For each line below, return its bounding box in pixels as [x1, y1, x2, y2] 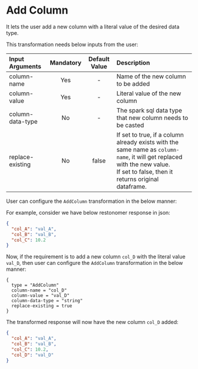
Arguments [9, 62, 41, 70]
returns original [116, 175, 159, 183]
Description [116, 59, 150, 67]
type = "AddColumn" [11, 282, 60, 289]
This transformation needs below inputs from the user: [6, 41, 138, 48]
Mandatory [49, 59, 82, 67]
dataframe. [116, 182, 147, 190]
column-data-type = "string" [11, 298, 83, 304]
